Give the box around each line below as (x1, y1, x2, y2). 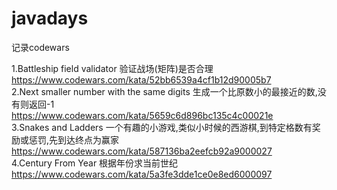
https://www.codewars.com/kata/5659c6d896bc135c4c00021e (11, 109, 274, 121)
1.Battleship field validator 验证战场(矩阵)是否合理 (11, 62, 214, 74)
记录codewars (11, 41, 70, 53)
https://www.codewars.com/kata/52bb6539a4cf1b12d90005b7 (11, 73, 272, 86)
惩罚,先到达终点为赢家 (28, 133, 120, 146)
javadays (11, 7, 89, 30)
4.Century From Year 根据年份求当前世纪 (11, 157, 179, 169)
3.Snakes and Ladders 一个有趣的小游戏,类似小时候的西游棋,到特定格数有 (11, 121, 313, 133)
